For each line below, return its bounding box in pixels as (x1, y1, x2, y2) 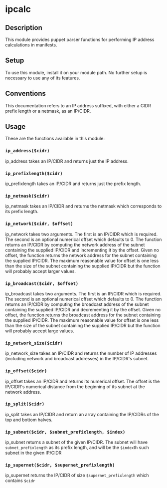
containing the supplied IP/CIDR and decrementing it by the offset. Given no (5, 306, 161, 312)
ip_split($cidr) (5, 401, 45, 407)
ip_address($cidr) (5, 148, 50, 154)
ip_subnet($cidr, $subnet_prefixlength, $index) (5, 429, 126, 435)
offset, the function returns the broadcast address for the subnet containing (5, 312, 161, 318)
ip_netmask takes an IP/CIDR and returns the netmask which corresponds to (5, 203, 162, 209)
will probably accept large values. (5, 328, 74, 334)
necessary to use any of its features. (5, 75, 80, 81)
